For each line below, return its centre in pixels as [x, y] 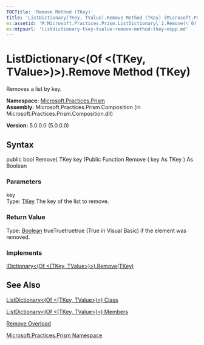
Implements [24, 252]
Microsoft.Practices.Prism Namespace [54, 335]
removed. [18, 237]
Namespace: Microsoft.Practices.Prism [56, 101]
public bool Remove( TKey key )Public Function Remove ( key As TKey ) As [100, 159]
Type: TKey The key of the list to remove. [58, 201]
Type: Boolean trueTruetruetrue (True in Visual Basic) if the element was [97, 230]
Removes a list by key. [34, 89]
